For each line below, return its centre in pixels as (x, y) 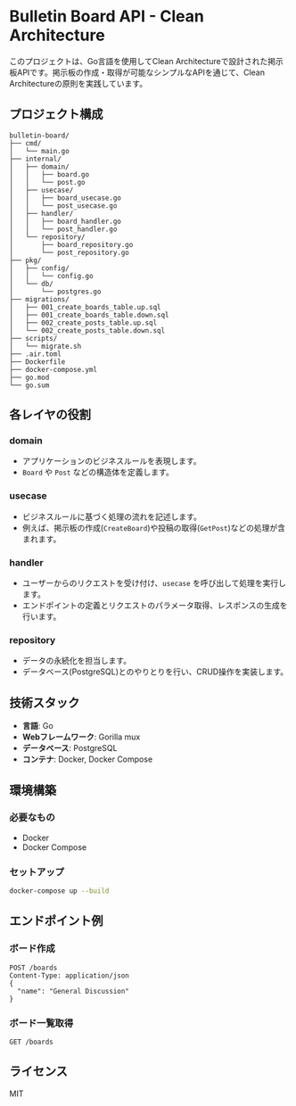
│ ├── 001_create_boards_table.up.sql (86, 307)
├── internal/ (36, 159)
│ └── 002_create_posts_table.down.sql (87, 330)
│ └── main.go (39, 151)
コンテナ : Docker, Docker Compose (87, 759)
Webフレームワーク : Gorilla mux (81, 737)
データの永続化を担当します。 (77, 661)
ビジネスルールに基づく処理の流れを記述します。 (112, 516)
